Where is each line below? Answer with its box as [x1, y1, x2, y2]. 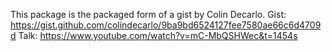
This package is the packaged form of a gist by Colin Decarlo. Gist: [10, 9, 287, 20]
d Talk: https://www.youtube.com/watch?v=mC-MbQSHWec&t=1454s [10, 30, 298, 41]
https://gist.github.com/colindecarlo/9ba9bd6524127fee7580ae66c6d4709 [10, 19, 322, 31]
